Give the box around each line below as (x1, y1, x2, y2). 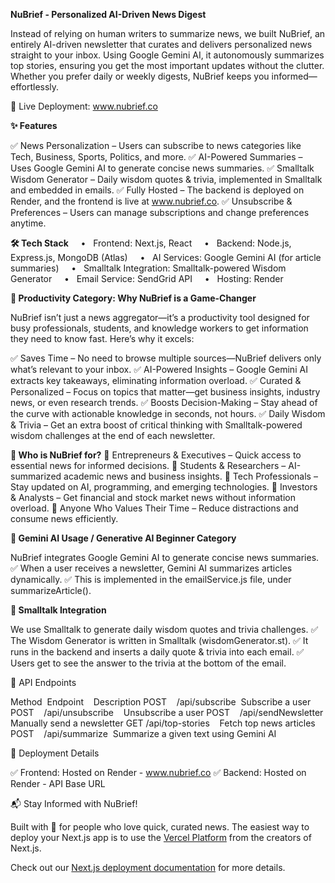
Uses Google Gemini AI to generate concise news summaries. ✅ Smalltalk (10, 162, 315, 174)
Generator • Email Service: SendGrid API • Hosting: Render (10, 273, 284, 284)
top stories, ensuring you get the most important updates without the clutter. (10, 60, 325, 71)
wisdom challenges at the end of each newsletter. (10, 430, 216, 441)
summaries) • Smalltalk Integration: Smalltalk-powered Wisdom (10, 262, 287, 274)
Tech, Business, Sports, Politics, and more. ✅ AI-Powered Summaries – (10, 151, 303, 163)
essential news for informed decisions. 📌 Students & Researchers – (10, 460, 287, 471)
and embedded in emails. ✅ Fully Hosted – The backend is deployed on (10, 184, 305, 196)
